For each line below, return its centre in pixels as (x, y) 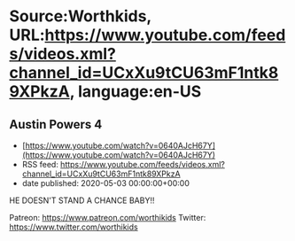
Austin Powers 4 (56, 124)
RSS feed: (40, 164)
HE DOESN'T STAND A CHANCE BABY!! (82, 200)
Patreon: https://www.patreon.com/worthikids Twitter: (108, 218)
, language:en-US (136, 92)
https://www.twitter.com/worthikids (74, 227)
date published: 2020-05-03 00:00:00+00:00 (106, 183)
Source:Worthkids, (81, 16)
